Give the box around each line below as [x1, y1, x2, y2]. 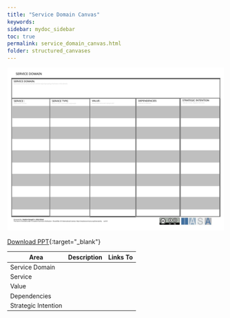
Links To [107, 252, 133, 261]
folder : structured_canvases [7, 48, 91, 54]
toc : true [7, 33, 36, 40]
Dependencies [10, 292, 52, 300]
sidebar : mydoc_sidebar [7, 26, 76, 32]
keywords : [7, 18, 36, 26]
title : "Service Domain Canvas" [7, 11, 100, 18]
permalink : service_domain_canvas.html [7, 40, 122, 48]
